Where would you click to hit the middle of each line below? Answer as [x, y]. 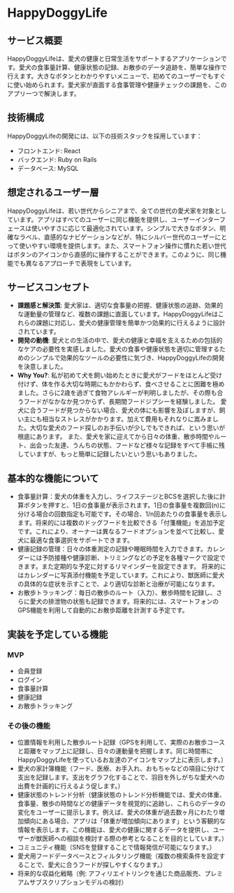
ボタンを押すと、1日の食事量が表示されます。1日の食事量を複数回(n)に [124, 505]
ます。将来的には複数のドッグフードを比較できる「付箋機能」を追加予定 [121, 523]
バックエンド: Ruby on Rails [57, 160]
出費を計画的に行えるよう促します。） [71, 786]
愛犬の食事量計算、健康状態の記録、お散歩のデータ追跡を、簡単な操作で [123, 67]
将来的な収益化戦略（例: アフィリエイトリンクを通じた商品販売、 [111, 873]
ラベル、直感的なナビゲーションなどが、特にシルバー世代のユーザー [117, 237]
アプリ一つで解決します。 [44, 93]
